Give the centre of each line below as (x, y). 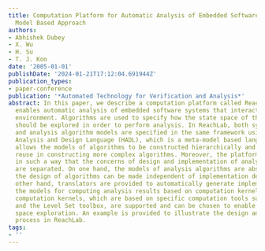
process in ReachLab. (51, 220)
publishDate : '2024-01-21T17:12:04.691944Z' (82, 74)
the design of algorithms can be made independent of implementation (132, 177)
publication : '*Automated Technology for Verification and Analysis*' (127, 96)
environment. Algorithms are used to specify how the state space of (132, 118)
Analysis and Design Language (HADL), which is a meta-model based (129, 140)
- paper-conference (40, 89)
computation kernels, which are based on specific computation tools (132, 198)
